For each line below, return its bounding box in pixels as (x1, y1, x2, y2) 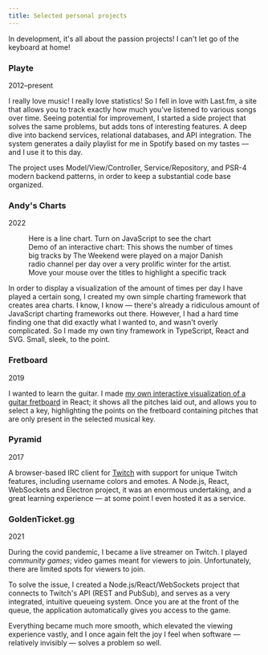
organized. (8, 180, 44, 189)
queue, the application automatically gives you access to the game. (8, 605, 231, 615)
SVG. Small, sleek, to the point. (8, 335, 111, 344)
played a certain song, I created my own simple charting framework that (8, 292, 246, 302)
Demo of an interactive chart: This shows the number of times (28, 242, 233, 252)
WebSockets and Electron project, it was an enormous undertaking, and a (8, 485, 252, 494)
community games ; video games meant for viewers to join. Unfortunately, (8, 555, 251, 566)
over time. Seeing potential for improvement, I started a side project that (8, 113, 246, 123)
